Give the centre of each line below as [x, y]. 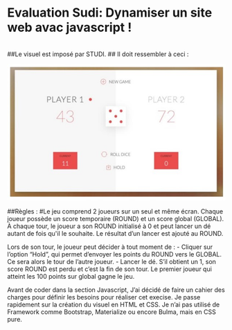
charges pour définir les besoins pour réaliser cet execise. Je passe [104, 297]
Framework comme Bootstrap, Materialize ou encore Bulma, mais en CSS [112, 312]
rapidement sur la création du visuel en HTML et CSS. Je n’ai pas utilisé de [114, 304]
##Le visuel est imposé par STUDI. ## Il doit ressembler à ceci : [98, 54]
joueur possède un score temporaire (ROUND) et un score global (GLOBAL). [116, 218]
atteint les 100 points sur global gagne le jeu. [71, 276]
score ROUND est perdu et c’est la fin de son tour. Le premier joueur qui [110, 269]
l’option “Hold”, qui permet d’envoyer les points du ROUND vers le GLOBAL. [115, 254]
